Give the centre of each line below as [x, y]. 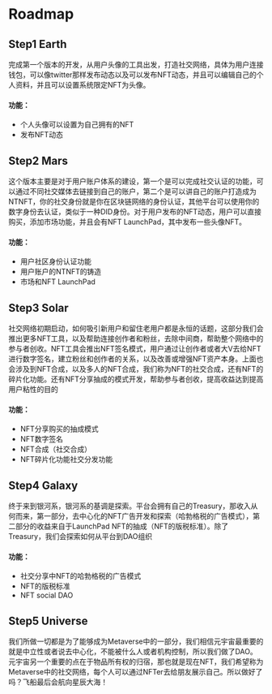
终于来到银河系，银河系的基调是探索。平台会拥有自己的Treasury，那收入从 [133, 506]
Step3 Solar [38, 308]
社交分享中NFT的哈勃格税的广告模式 [81, 576]
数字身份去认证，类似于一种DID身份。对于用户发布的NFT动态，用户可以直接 [135, 212]
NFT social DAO [47, 595]
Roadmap [41, 14]
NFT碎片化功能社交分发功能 [66, 459]
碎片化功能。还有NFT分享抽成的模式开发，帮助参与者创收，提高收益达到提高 [136, 379]
